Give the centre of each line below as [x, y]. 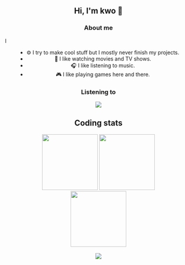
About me [98, 28]
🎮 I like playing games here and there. [103, 74]
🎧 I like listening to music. [103, 65]
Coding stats [98, 123]
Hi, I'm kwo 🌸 [98, 11]
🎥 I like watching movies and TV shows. [103, 59]
